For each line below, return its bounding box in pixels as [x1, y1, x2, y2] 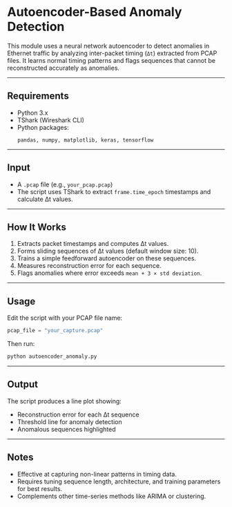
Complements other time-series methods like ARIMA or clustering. [17, 492, 206, 500]
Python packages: [17, 123, 69, 131]
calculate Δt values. [17, 195, 74, 203]
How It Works [7, 221, 67, 233]
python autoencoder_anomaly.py [7, 353, 97, 360]
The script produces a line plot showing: [7, 396, 122, 405]
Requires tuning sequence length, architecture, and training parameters [17, 477, 221, 486]
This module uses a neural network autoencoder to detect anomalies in [7, 41, 210, 50]
